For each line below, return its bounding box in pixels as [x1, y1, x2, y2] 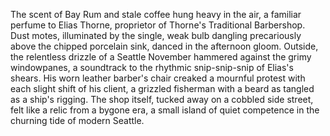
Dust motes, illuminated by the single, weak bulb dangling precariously [10, 30, 302, 41]
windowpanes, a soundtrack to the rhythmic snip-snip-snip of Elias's [10, 62, 294, 73]
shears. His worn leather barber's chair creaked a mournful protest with [10, 72, 306, 84]
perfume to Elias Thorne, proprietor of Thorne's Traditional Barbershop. [10, 19, 306, 31]
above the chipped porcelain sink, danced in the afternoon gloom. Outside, [10, 40, 319, 52]
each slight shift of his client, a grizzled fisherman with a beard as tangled [10, 83, 315, 94]
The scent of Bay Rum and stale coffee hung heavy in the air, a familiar [10, 9, 302, 20]
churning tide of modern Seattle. [10, 115, 145, 126]
